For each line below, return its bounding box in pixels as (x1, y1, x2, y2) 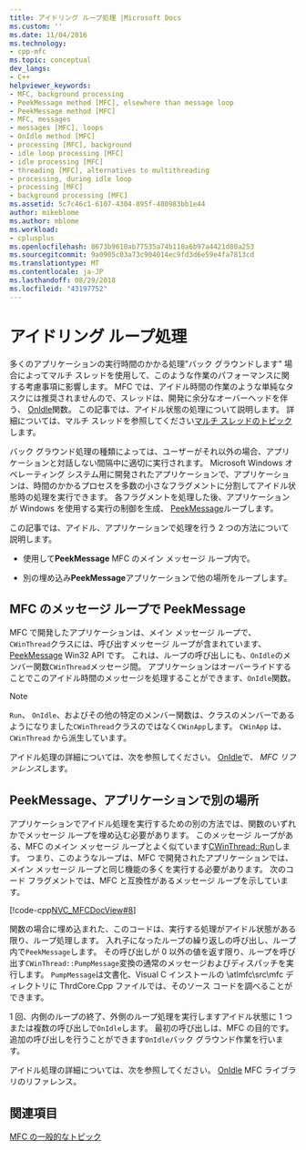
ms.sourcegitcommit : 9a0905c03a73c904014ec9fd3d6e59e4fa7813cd (9, 250, 255, 260)
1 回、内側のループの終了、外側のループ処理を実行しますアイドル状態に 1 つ (9, 1012, 293, 1023)
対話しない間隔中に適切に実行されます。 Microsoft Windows (56, 457, 283, 468)
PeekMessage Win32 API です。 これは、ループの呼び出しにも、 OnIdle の (9, 650, 284, 661)
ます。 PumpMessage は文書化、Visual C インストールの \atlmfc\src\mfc (25, 969, 284, 980)
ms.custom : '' (9, 22, 64, 31)
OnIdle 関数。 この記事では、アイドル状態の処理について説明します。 (26, 403, 285, 414)
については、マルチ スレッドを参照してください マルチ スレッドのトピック (16, 415, 293, 426)
